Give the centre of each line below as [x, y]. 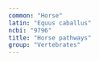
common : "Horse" [35, 15]
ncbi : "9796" [30, 30]
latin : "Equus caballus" [50, 23]
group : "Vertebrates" [45, 45]
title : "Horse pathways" [50, 38]
